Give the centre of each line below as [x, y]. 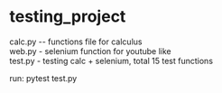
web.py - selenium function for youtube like [90, 51]
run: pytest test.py [43, 78]
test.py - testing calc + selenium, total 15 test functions [111, 60]
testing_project [68, 17]
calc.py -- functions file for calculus [76, 42]
